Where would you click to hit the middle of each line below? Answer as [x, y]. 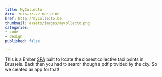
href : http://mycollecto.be [33, 18]
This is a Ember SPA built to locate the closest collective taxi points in [74, 59]
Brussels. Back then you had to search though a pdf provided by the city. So [81, 64]
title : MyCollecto [24, 9]
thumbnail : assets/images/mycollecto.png [48, 23]
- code [12, 32]
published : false [23, 41]
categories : [17, 28]
